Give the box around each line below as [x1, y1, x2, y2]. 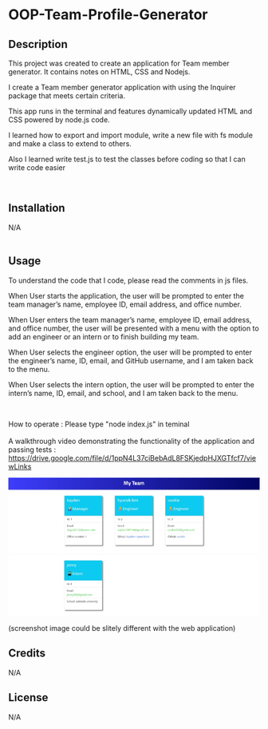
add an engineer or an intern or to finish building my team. [8, 331, 199, 341]
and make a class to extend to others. [8, 139, 132, 149]
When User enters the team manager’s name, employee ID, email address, [8, 315, 252, 324]
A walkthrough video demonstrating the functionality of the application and [8, 436, 255, 446]
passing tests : [8, 445, 57, 454]
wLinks [8, 462, 32, 471]
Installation [8, 201, 65, 215]
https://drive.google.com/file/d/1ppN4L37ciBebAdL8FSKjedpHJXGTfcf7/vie [8, 453, 257, 462]
